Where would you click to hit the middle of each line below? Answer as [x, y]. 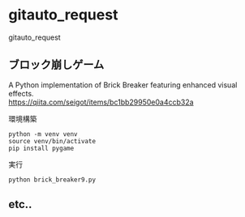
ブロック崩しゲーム [56, 65]
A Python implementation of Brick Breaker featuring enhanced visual [123, 85]
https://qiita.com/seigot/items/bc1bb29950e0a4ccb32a [101, 102]
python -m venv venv [43, 134]
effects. [21, 93]
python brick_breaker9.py [52, 180]
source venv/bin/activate [52, 141]
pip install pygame [41, 148]
